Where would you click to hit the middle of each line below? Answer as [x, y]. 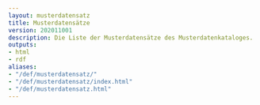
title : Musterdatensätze [49, 23]
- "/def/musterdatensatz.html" [60, 89]
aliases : [23, 67]
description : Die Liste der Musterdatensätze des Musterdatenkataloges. [131, 37]
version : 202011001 [40, 30]
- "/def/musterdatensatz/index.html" [71, 81]
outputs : [23, 45]
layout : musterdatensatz [49, 15]
